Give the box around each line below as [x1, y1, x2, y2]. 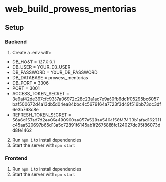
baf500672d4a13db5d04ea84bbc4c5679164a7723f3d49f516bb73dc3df [12, 101, 161, 107]
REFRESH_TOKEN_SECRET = [12, 112, 72, 118]
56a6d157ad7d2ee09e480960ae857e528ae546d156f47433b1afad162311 [12, 117, 161, 122]
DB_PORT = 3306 [12, 80, 49, 86]
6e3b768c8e [12, 106, 39, 112]
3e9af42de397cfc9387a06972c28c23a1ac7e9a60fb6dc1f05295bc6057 [12, 96, 159, 102]
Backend [5, 38, 27, 45]
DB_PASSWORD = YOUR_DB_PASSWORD [12, 69, 98, 75]
